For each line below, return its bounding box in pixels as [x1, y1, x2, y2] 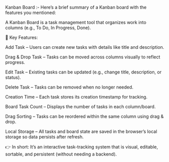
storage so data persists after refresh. [5, 134, 84, 140]
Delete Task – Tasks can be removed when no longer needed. [5, 84, 134, 90]
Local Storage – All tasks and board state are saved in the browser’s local [5, 128, 157, 134]
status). [5, 74, 21, 80]
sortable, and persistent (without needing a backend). [5, 151, 117, 157]
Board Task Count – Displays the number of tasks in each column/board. [5, 104, 156, 110]
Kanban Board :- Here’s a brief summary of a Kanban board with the [5, 5, 147, 10]
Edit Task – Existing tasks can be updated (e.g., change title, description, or [5, 69, 162, 75]
